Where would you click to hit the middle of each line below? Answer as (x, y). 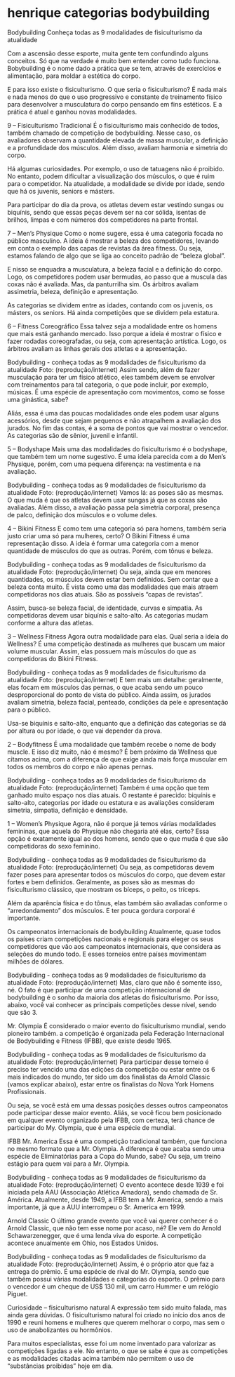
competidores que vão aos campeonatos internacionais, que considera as (114, 946)
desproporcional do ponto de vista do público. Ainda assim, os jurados (109, 694)
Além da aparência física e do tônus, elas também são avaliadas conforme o (117, 903)
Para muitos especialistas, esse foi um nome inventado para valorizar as (112, 1343)
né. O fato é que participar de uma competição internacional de (99, 990)
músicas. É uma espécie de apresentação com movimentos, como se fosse (116, 392)
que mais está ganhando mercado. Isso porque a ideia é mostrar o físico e (115, 333)
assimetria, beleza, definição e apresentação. (73, 291)
